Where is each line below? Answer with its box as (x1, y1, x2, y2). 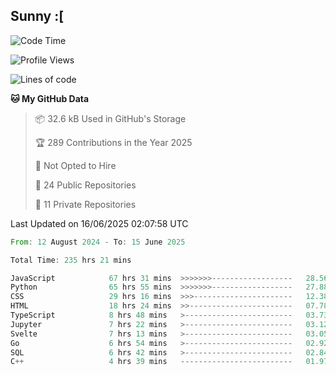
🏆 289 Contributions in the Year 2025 (34, 136, 193, 148)
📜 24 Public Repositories (34, 179, 137, 191)
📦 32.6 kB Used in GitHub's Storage (34, 112, 187, 124)
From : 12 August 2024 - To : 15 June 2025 (10, 237, 186, 247)
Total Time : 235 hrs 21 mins (10, 255, 132, 265)
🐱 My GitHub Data (10, 92, 90, 104)
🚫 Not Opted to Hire (34, 159, 117, 171)
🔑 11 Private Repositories (34, 198, 137, 210)
